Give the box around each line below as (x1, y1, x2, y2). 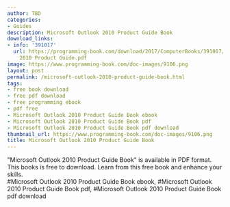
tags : (7, 80, 23, 87)
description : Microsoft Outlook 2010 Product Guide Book (7, 29, 173, 36)
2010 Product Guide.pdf (19, 55, 88, 61)
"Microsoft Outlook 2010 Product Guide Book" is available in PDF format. (7, 156, 212, 164)
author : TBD (7, 10, 41, 17)
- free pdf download (7, 93, 66, 100)
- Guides (7, 23, 32, 29)
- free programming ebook (7, 99, 81, 106)
